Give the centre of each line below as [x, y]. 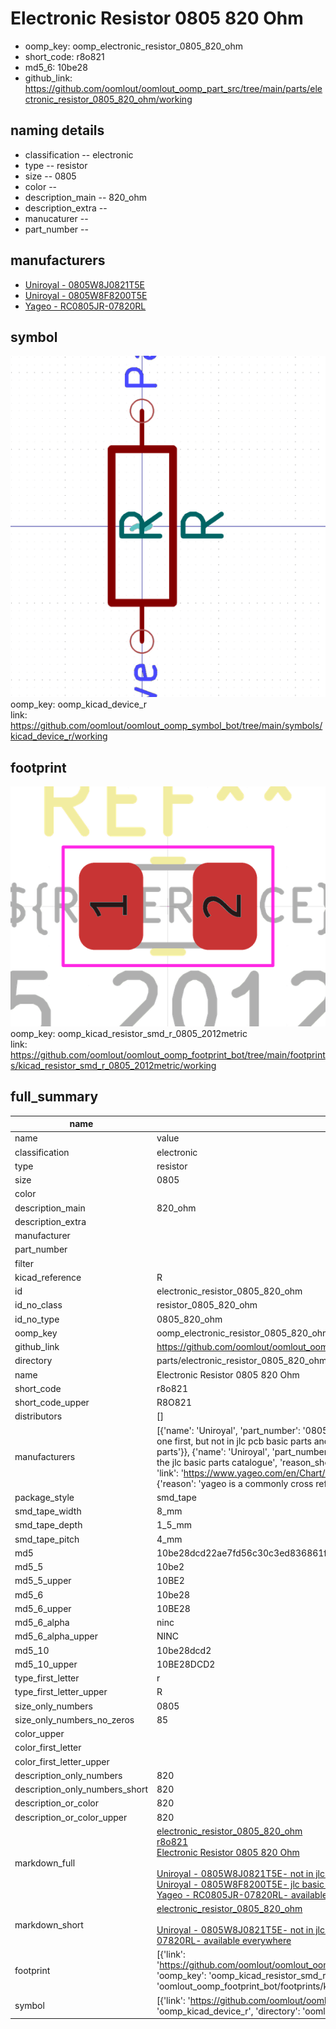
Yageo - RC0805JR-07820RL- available [242, 1894]
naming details [57, 130]
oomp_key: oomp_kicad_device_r [79, 704]
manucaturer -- [56, 218]
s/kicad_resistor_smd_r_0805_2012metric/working [113, 1065]
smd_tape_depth [48, 1525]
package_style [44, 1497]
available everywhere [247, 1941]
